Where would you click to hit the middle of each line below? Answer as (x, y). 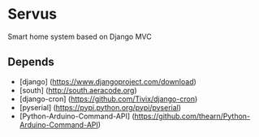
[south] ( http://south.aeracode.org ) (78, 90)
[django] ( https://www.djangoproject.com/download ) (108, 81)
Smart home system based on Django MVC (80, 36)
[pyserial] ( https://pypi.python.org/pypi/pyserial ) (100, 107)
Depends (31, 62)
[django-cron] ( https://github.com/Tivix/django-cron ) (108, 99)
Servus (32, 14)
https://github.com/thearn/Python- (192, 116)
